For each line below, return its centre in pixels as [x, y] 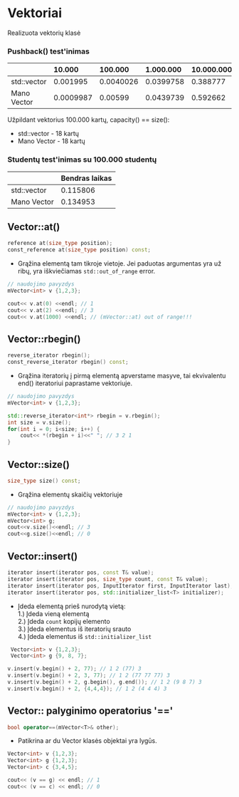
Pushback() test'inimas [49, 51]
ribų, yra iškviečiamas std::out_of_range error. [86, 271]
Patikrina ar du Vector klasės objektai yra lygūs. [87, 741]
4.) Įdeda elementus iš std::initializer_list [84, 636]
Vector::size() [38, 464]
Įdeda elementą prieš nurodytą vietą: [71, 606]
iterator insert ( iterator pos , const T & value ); [81, 573]
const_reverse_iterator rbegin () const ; [68, 362]
